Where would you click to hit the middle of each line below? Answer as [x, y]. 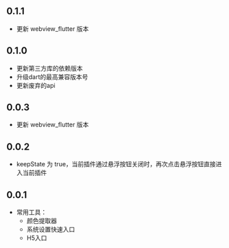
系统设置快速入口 [51, 229]
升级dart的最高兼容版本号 [52, 77]
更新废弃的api [36, 85]
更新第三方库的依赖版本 [49, 68]
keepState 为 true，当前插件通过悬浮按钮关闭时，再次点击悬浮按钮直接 [116, 164]
